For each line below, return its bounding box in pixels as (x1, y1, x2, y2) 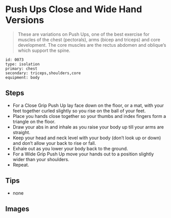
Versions (5, 14, 44, 26)
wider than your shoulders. (12, 156, 70, 162)
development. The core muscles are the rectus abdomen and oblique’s (17, 42, 166, 48)
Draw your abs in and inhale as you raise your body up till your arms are (12, 123, 164, 130)
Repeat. (12, 162, 30, 168)
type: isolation (5, 61, 40, 67)
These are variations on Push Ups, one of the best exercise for (17, 31, 150, 37)
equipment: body (5, 75, 40, 80)
